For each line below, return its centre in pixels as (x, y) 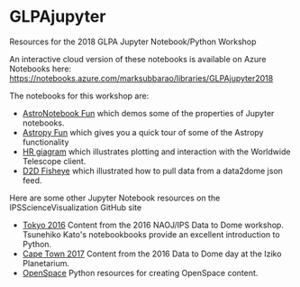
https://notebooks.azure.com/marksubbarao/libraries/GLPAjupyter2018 (141, 78)
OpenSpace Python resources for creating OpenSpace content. (140, 273)
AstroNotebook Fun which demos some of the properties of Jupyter (148, 113)
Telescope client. (54, 161)
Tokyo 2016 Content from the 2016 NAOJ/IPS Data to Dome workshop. (153, 225)
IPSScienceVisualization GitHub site (76, 207)
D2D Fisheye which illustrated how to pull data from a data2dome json (153, 171)
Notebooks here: (41, 69)
